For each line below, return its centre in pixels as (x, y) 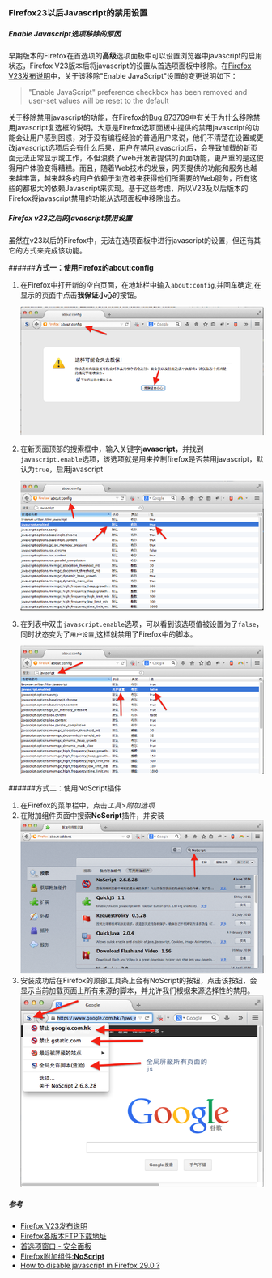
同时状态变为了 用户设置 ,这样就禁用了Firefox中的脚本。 (108, 634)
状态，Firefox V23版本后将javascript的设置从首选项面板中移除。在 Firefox (130, 66)
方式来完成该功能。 (54, 250)
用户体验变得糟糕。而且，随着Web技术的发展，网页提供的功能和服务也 (133, 168)
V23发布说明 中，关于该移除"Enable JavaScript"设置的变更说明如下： (123, 75)
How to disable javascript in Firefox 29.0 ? (90, 1266)
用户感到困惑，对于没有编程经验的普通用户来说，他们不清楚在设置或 (143, 137)
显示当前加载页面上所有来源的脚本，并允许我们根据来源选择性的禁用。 (137, 990)
